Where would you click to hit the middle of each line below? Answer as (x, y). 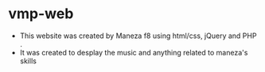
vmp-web (41, 14)
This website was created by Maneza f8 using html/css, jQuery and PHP (138, 36)
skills (28, 61)
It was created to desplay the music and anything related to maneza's (134, 52)
